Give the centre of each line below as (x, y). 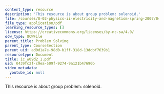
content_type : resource (29, 9)
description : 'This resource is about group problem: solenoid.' (73, 14)
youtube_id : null (27, 73)
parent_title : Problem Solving (37, 41)
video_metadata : (21, 68)
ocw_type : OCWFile (24, 37)
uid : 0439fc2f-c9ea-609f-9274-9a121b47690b (50, 63)
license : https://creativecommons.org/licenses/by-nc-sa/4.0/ (70, 32)
